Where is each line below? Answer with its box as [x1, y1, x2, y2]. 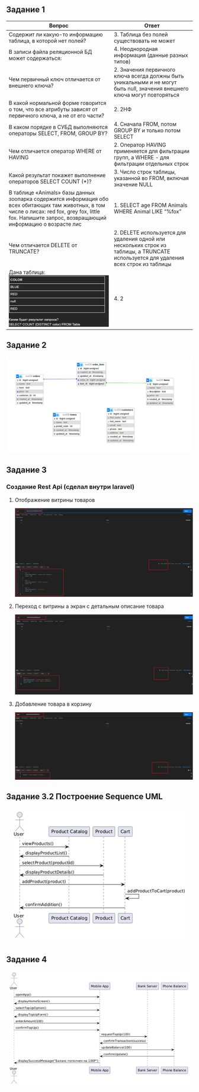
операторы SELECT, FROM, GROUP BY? [8, 130, 108, 137]
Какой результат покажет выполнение [8, 171, 106, 178]
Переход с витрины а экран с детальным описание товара [14, 603, 164, 610]
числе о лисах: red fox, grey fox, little [8, 208, 101, 215]
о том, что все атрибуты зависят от [8, 106, 98, 113]
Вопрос [49, 22, 69, 29]
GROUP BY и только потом [113, 127, 181, 134]
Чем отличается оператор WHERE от [8, 148, 102, 155]
